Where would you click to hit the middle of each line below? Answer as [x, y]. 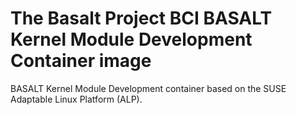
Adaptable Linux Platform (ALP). [76, 99]
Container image [81, 61]
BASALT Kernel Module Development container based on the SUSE [148, 88]
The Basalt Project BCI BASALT [141, 18]
